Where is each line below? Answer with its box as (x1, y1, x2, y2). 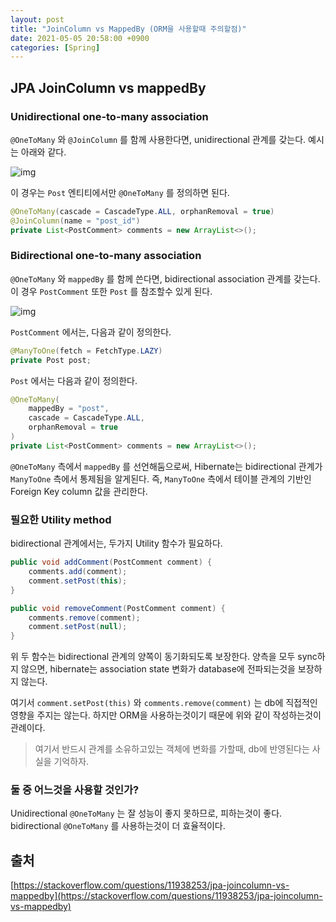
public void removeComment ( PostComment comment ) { (10, 603, 226, 613)
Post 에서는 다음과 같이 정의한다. (10, 374, 138, 386)
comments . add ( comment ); (28, 567, 128, 577)
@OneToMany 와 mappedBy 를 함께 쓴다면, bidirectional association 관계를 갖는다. (10, 272, 321, 285)
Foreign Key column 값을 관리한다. (10, 485, 148, 497)
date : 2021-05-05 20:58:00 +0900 (10, 33, 150, 43)
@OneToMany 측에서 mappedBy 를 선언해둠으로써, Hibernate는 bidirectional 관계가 (10, 460, 323, 472)
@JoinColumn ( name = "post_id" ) (10, 216, 141, 226)
